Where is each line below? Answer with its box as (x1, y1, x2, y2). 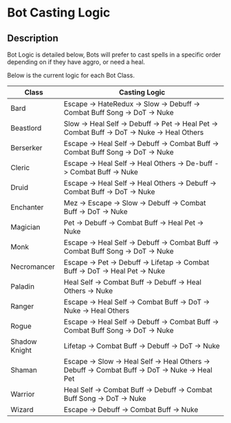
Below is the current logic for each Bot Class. (7, 71, 135, 79)
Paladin (10, 282, 35, 291)
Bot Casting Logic (7, 5, 111, 21)
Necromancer (10, 262, 55, 271)
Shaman (10, 365, 38, 375)
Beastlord (10, 123, 42, 132)
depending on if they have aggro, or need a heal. (7, 58, 146, 66)
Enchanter (10, 203, 44, 211)
